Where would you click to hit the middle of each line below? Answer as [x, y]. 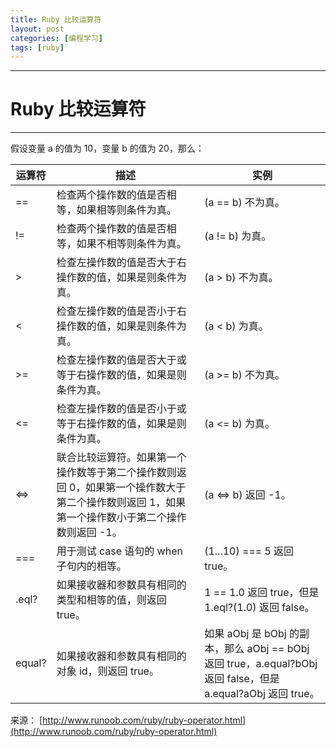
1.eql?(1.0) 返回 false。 [259, 608]
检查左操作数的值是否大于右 [121, 263]
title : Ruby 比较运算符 [56, 19]
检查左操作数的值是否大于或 [121, 360]
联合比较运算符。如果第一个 [121, 458]
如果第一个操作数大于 [136, 488]
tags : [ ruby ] [37, 47]
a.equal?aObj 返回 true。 [262, 694]
